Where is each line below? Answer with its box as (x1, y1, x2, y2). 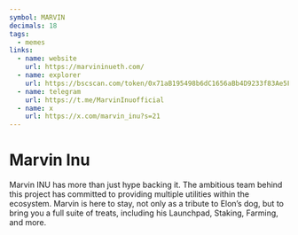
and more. (9, 217, 47, 228)
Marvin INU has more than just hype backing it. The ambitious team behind (9, 179, 283, 191)
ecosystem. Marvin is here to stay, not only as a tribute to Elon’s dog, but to (9, 199, 284, 209)
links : (9, 46, 34, 55)
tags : (9, 29, 29, 38)
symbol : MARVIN (9, 12, 66, 22)
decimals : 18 (9, 21, 58, 30)
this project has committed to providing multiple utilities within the (9, 189, 250, 200)
